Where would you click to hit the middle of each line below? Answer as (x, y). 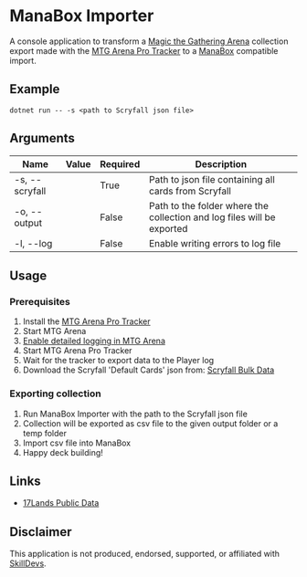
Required (120, 163)
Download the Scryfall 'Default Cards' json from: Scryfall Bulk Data (148, 370)
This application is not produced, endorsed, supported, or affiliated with (145, 554)
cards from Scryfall (190, 191)
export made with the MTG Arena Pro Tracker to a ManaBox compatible (144, 50)
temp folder (44, 433)
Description (221, 163)
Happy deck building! (63, 452)
